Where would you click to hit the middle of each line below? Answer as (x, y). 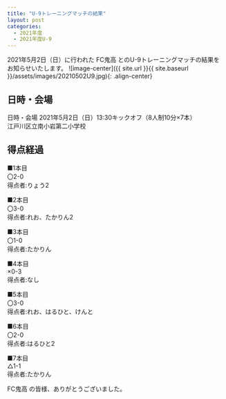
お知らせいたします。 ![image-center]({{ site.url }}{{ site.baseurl (98, 68)
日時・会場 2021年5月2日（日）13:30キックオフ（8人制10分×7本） (102, 117)
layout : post (26, 20)
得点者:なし (23, 280)
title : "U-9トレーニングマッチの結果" (57, 13)
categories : (24, 26)
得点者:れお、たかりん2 (40, 217)
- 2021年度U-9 (32, 39)
